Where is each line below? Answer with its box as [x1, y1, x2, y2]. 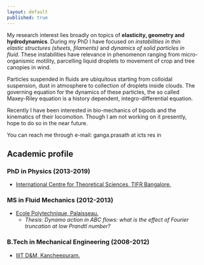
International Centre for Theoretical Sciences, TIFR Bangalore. [15, 181, 172, 188]
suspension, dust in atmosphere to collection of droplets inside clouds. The [7, 81, 195, 89]
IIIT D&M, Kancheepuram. [15, 252, 81, 259]
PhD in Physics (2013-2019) [7, 167, 90, 175]
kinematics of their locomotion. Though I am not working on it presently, [7, 113, 187, 120]
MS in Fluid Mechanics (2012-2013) [7, 196, 114, 204]
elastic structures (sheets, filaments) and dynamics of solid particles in [7, 44, 185, 52]
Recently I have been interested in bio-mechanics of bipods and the [7, 106, 177, 114]
